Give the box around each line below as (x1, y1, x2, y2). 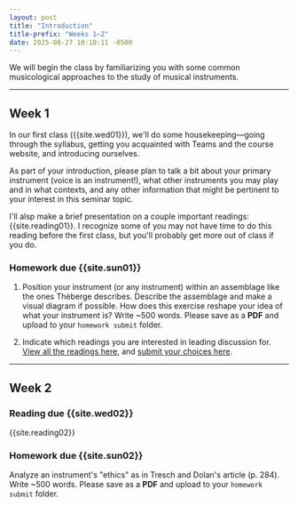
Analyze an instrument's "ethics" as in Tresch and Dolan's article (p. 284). (9, 470, 280, 480)
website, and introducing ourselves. (9, 149, 140, 159)
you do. (9, 239, 37, 250)
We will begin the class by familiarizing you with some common (9, 62, 241, 73)
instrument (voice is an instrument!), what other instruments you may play (9, 175, 279, 186)
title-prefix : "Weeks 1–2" (9, 29, 109, 38)
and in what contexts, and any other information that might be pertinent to (9, 184, 279, 196)
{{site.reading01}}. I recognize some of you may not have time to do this (9, 221, 272, 231)
